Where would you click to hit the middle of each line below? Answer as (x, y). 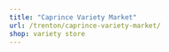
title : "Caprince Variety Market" (73, 17)
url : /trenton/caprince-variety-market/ (85, 26)
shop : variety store (48, 33)
